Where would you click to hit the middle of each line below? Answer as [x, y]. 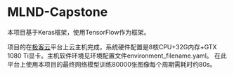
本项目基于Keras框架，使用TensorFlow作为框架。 [79, 32]
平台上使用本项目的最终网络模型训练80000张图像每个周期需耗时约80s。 [112, 64]
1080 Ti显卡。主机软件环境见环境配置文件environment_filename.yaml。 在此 [117, 56]
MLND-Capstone [58, 12]
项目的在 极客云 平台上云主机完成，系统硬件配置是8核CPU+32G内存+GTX [112, 47]
